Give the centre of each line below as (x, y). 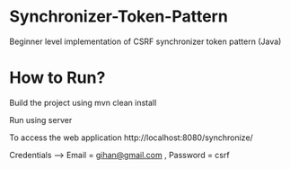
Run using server (41, 120)
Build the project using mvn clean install (83, 102)
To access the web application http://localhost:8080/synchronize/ (131, 138)
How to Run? (57, 78)
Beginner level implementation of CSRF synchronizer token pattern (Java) (145, 41)
